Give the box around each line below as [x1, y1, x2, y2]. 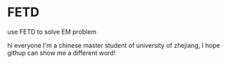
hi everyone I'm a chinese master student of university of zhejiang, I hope [7, 41, 220, 49]
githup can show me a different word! [7, 49, 116, 57]
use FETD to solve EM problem [7, 27, 97, 36]
